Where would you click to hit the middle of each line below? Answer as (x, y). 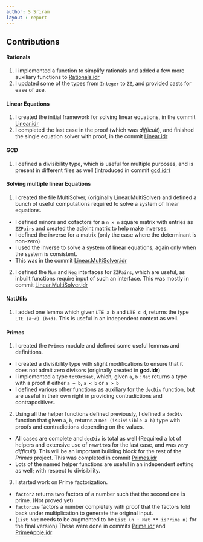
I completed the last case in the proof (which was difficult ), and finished (105, 130)
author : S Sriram (28, 12)
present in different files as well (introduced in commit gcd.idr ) (93, 170)
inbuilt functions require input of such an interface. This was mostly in (102, 278)
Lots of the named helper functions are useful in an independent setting (105, 464)
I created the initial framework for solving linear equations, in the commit (105, 117)
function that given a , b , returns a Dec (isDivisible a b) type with (97, 421)
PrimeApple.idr (34, 532)
